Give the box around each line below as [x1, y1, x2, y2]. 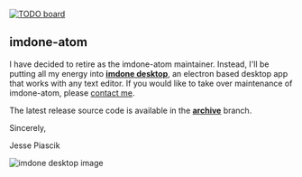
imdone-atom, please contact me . [9, 87, 135, 98]
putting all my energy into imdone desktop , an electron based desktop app [9, 68, 288, 79]
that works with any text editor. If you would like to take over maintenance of [9, 78, 293, 88]
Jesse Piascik [9, 140, 60, 151]
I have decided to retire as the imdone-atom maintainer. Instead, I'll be [9, 59, 270, 70]
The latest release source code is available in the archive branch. [9, 105, 252, 116]
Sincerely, [9, 122, 47, 133]
